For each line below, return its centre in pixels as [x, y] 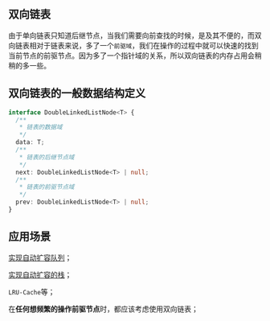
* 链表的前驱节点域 [47, 187]
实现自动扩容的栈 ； [40, 274]
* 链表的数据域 [41, 127]
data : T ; [30, 142]
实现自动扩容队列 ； [40, 257]
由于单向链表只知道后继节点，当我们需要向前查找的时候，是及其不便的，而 [131, 35]
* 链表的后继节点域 [47, 157]
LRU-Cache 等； [32, 291]
